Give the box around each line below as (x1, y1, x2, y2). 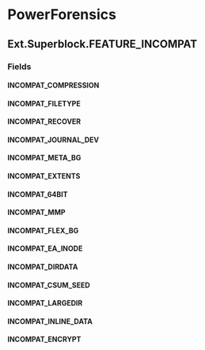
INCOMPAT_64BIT (7, 189, 68, 199)
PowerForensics (7, 6, 116, 24)
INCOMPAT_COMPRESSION (7, 81, 100, 90)
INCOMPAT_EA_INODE (7, 244, 83, 253)
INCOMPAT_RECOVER (7, 117, 82, 126)
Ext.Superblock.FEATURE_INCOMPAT (7, 37, 198, 51)
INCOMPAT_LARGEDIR (7, 298, 83, 308)
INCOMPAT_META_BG (7, 153, 82, 163)
